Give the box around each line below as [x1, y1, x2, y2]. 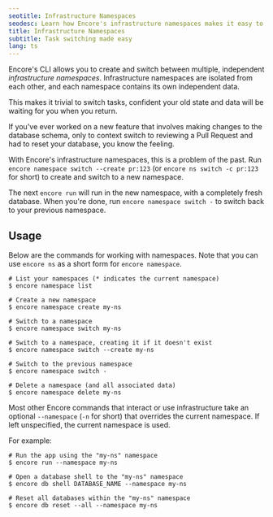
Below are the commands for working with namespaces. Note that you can [8, 250, 258, 260]
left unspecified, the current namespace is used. [8, 419, 171, 429]
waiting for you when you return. [8, 106, 118, 116]
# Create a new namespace [8, 296, 96, 304]
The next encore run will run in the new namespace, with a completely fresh [8, 188, 262, 198]
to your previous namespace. [8, 205, 106, 215]
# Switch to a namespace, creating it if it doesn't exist [8, 338, 213, 346]
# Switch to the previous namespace [8, 359, 132, 368]
